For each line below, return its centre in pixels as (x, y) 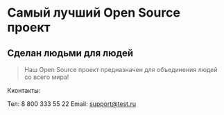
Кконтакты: (24, 90)
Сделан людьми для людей (70, 53)
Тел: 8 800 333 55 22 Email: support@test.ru (72, 104)
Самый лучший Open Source (94, 13)
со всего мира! (46, 77)
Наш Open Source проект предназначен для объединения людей (121, 70)
